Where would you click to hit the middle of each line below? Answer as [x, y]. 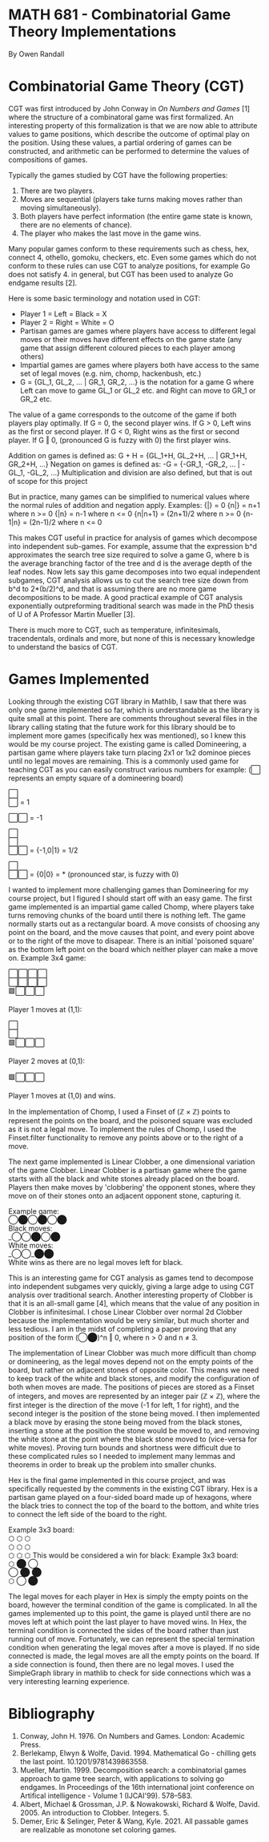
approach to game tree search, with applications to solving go [122, 1778]
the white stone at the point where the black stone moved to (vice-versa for [133, 1439]
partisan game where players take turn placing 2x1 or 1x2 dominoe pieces [130, 752]
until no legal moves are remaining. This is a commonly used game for [124, 761]
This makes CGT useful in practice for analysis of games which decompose [133, 538]
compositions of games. [48, 159]
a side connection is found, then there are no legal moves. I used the [121, 1664]
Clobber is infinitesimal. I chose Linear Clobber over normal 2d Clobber [125, 1312]
